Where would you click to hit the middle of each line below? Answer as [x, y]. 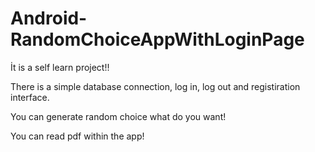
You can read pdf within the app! [77, 136]
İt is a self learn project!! [60, 67]
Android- [49, 18]
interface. [30, 97]
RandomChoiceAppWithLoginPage [157, 39]
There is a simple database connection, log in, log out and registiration [155, 86]
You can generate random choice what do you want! [118, 116]
